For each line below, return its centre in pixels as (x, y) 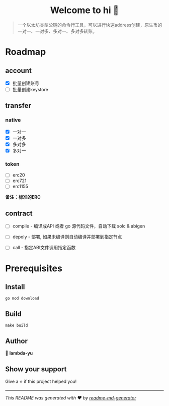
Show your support (36, 369)
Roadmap (26, 52)
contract (19, 213)
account (18, 70)
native (13, 120)
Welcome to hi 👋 (84, 10)
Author (16, 341)
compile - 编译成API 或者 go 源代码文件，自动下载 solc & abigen (79, 226)
